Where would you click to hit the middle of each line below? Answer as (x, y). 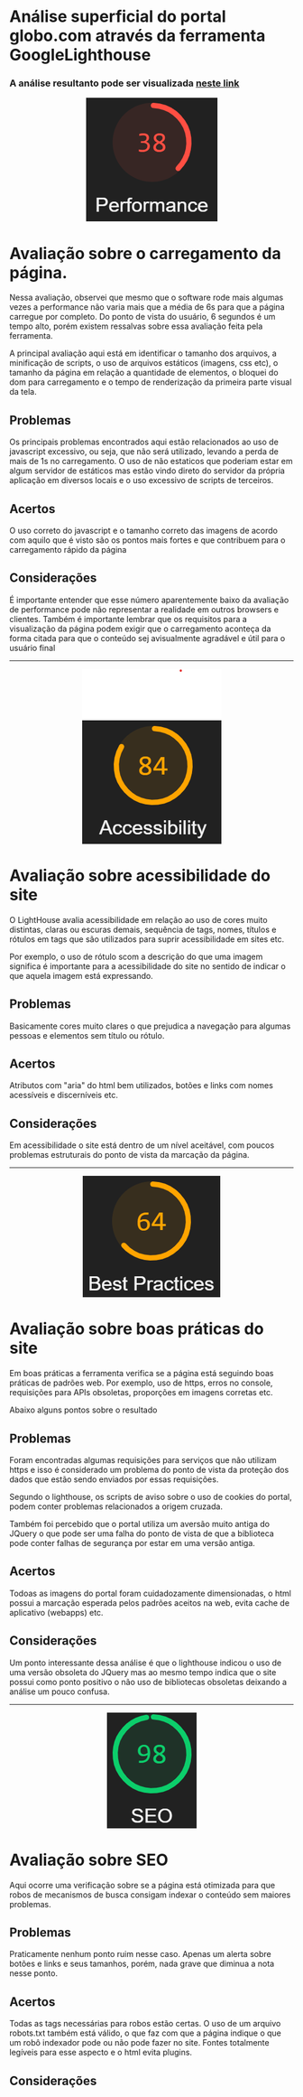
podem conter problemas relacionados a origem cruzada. (116, 1506)
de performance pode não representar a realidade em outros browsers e (144, 609)
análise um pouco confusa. (60, 1692)
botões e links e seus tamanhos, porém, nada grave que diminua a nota (142, 1964)
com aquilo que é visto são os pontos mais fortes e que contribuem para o (147, 540)
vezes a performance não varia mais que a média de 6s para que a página (147, 307)
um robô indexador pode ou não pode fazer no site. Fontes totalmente (139, 2043)
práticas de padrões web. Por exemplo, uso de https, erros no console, (141, 1383)
